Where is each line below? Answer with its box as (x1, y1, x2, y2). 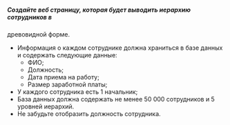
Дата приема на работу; (27, 73, 100, 81)
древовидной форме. (7, 30, 70, 38)
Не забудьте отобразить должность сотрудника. (17, 109, 161, 117)
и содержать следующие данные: (17, 50, 117, 59)
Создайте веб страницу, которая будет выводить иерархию (7, 6, 191, 14)
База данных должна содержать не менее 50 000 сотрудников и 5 (17, 95, 215, 103)
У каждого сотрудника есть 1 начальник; (17, 87, 138, 96)
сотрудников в (7, 12, 52, 21)
